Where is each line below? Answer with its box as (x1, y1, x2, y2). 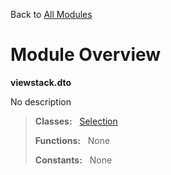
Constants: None (34, 154, 113, 166)
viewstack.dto (10, 76, 72, 88)
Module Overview (10, 44, 162, 66)
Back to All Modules (10, 9, 93, 20)
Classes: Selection (34, 115, 118, 127)
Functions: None (34, 134, 111, 146)
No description (10, 95, 72, 108)
